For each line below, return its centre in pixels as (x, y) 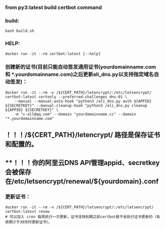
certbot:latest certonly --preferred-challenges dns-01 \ (66, 97)
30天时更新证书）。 (36, 222)
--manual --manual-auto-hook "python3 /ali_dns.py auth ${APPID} (83, 101)
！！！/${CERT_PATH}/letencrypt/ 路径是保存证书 (82, 135)
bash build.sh (20, 31)
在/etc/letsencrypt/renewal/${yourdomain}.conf (82, 181)
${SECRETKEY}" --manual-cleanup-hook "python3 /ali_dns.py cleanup (76, 106)
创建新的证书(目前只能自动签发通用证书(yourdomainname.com (81, 67)
